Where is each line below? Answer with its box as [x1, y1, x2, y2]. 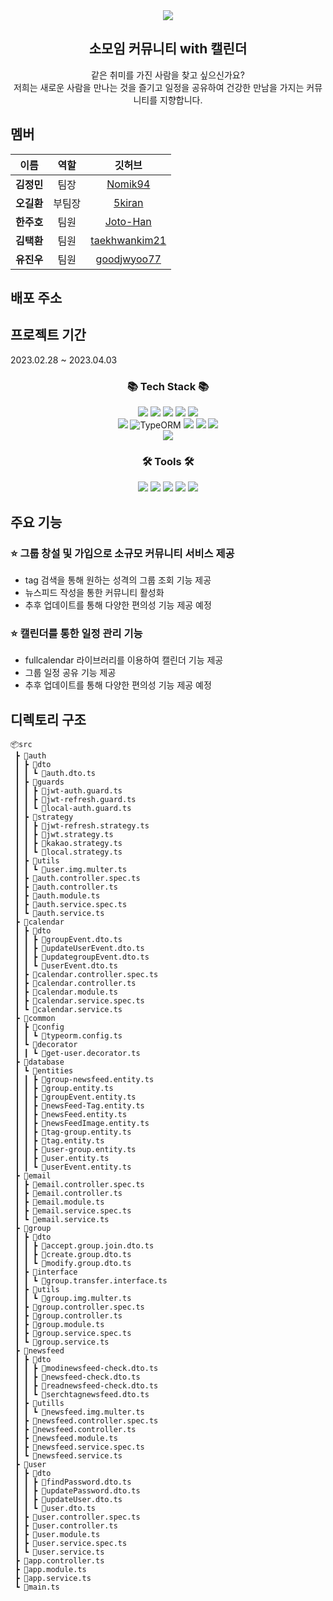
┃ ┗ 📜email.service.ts [14, 1215, 110, 1225]
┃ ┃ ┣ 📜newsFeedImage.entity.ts [14, 1119, 150, 1129]
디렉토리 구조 [10, 711, 87, 728]
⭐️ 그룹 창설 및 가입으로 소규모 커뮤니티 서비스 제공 [10, 546, 235, 560]
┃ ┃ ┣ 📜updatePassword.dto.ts [14, 1486, 141, 1496]
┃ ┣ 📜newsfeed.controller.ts [14, 1425, 137, 1435]
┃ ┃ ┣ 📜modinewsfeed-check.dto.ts [14, 1364, 159, 1374]
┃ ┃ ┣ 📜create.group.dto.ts [14, 1250, 132, 1260]
